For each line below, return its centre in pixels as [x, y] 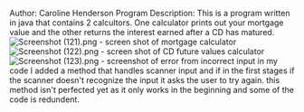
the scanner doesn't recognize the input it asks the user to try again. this [145, 80]
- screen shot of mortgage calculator [168, 42]
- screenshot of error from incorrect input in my [190, 61]
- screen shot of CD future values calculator [183, 51]
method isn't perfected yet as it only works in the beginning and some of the [152, 90]
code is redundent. [44, 99]
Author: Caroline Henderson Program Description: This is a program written [150, 13]
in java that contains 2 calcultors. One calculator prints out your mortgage [147, 23]
